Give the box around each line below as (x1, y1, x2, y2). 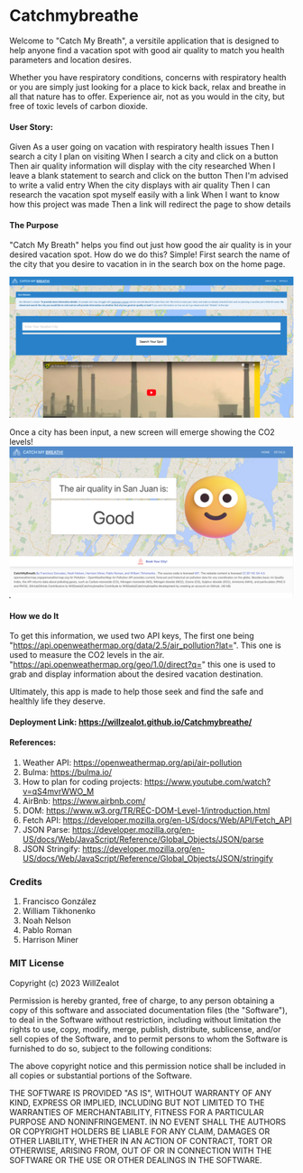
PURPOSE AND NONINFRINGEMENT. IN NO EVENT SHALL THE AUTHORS (9, 1116, 287, 1127)
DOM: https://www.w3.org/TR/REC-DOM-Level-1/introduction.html (22, 805, 271, 817)
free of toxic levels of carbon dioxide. (9, 100, 149, 111)
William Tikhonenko (22, 906, 96, 917)
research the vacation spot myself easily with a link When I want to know (9, 189, 280, 200)
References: (9, 737, 57, 748)
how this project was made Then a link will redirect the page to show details (9, 199, 291, 210)
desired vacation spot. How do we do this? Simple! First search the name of (9, 249, 290, 260)
